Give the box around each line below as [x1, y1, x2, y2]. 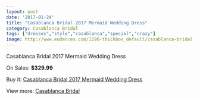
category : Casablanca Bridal [6, 25, 79, 32]
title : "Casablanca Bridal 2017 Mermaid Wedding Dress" [6, 20, 148, 26]
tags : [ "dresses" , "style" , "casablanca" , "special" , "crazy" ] [6, 31, 156, 37]
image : [6, 36, 23, 42]
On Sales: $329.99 [6, 64, 54, 71]
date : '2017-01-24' [6, 14, 55, 20]
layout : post [6, 8, 39, 15]
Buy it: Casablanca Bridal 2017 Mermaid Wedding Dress [6, 76, 143, 83]
